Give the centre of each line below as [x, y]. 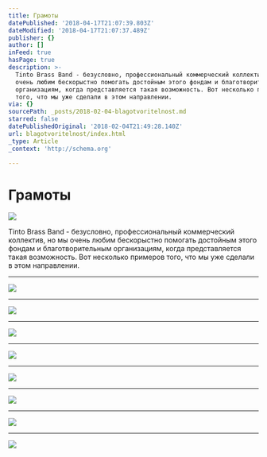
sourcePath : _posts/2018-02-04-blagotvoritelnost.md [97, 112]
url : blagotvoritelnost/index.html [67, 134]
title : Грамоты [33, 15]
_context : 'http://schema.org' [60, 149]
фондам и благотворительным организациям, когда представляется [125, 249]
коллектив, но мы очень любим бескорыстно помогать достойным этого [133, 240]
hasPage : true [32, 60]
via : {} [21, 104]
